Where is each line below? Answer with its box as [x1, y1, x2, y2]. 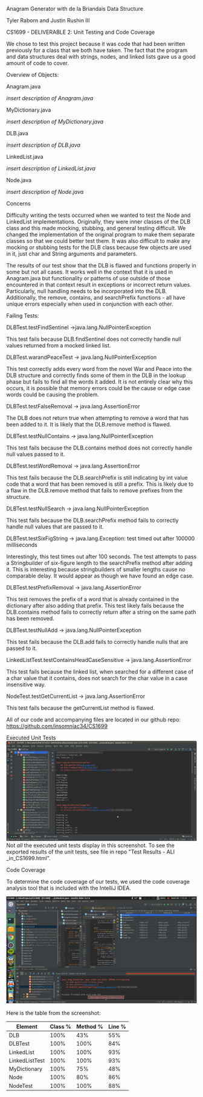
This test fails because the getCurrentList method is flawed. [6, 704, 155, 712]
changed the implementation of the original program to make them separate [6, 231, 195, 238]
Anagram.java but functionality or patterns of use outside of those [6, 275, 171, 281]
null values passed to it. [6, 451, 65, 458]
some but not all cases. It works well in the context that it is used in [6, 268, 173, 275]
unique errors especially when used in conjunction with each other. [6, 300, 173, 307]
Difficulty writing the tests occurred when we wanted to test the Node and [6, 211, 191, 219]
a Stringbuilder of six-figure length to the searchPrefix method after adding [6, 559, 193, 567]
